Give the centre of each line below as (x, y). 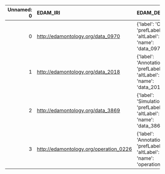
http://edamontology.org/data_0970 (78, 36)
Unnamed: (20, 10)
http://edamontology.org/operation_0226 (84, 149)
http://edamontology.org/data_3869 (78, 111)
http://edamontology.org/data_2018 (78, 72)
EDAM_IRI (48, 13)
